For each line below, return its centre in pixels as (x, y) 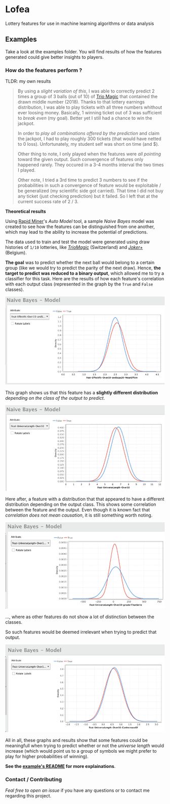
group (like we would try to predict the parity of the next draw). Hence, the (83, 268)
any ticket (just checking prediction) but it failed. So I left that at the (88, 196)
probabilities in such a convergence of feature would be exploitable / (89, 185)
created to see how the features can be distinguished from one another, (80, 227)
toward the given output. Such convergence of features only (80, 159)
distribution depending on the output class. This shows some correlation (81, 504)
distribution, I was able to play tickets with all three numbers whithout (90, 107)
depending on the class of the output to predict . (55, 398)
